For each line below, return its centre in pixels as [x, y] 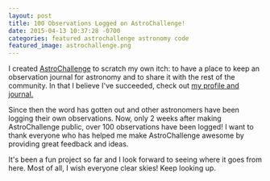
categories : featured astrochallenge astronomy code [99, 38]
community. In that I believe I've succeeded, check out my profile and [124, 86]
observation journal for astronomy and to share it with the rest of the [122, 77]
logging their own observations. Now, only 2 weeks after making [115, 118]
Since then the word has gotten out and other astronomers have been [124, 110]
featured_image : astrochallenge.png [70, 46]
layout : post [30, 16]
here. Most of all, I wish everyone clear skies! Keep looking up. [112, 168]
